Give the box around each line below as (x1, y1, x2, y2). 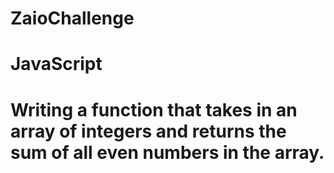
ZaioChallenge (10, 7, 135, 30)
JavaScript (10, 53, 103, 76)
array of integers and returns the (10, 120, 287, 142)
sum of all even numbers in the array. (10, 141, 325, 164)
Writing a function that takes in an (10, 98, 298, 121)
